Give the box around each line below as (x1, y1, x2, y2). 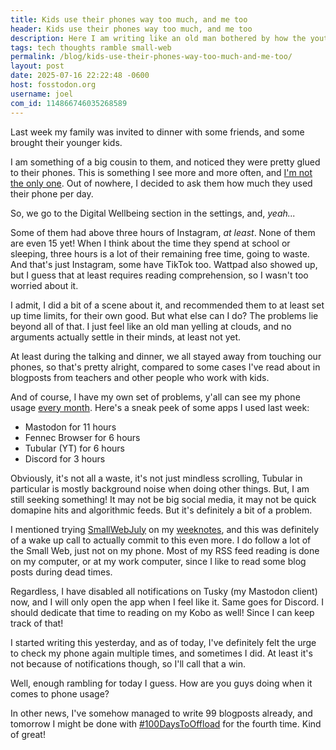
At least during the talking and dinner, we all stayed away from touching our (10, 350, 322, 362)
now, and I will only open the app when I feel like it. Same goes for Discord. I (10, 596, 324, 608)
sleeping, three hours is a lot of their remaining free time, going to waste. (10, 247, 310, 260)
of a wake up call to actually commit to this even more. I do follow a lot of (10, 534, 312, 546)
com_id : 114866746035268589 (10, 98, 128, 108)
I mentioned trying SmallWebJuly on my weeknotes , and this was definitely (10, 523, 320, 535)
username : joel (10, 89, 74, 99)
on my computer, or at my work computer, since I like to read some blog (10, 555, 307, 567)
